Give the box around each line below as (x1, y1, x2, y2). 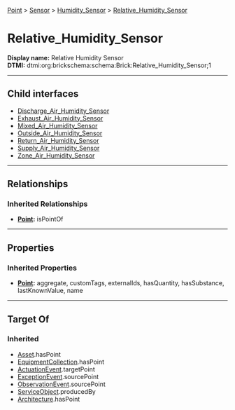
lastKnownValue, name (17, 287, 84, 295)
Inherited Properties (7, 263, 77, 273)
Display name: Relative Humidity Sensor (7, 53, 124, 62)
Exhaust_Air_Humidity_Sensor (17, 114, 104, 122)
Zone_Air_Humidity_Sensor (17, 151, 95, 160)
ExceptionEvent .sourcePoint (17, 372, 99, 381)
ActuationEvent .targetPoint (17, 364, 96, 374)
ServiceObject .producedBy (17, 387, 96, 395)
